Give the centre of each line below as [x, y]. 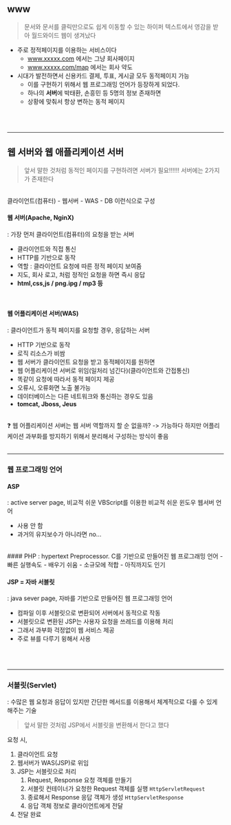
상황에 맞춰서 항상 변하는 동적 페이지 [76, 101]
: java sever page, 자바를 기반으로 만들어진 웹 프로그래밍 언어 [90, 598]
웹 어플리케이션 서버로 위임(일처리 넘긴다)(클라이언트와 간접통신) [103, 371]
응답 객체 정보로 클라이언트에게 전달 [75, 806]
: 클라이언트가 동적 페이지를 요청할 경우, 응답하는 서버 [78, 330]
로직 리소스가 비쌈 [41, 353]
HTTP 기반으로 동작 [44, 345]
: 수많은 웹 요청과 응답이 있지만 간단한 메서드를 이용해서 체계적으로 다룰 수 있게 [112, 701]
